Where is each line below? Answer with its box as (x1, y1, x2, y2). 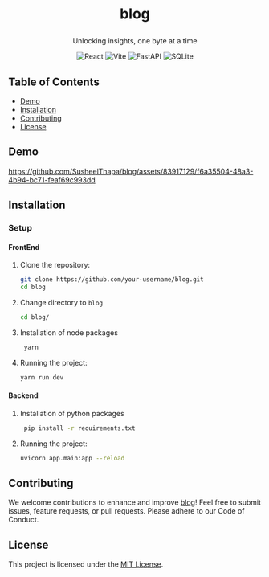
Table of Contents (8, 75, 100, 88)
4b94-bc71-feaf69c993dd (8, 174, 96, 185)
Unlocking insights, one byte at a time (72, 36, 198, 46)
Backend (8, 391, 39, 400)
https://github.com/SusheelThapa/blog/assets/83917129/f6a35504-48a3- (8, 166, 254, 176)
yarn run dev (19, 373, 64, 382)
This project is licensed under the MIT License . (8, 559, 164, 569)
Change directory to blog (19, 298, 103, 308)
